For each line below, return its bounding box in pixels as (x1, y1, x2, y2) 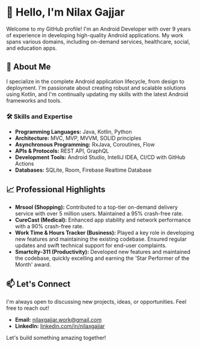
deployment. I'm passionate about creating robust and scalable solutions (6, 84, 186, 91)
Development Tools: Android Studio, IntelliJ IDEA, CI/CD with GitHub (14, 154, 186, 161)
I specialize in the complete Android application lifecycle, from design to (6, 77, 185, 85)
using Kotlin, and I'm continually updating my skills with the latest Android (6, 90, 188, 98)
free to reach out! (6, 304, 49, 312)
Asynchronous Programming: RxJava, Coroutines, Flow (14, 141, 155, 148)
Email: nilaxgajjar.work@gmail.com (14, 316, 102, 323)
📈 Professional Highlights (6, 184, 106, 195)
